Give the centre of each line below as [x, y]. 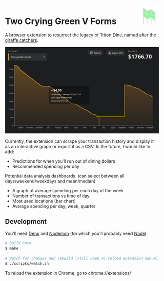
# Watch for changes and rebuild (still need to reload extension [74, 258]
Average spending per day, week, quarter [54, 206]
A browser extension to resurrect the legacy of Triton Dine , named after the [81, 35]
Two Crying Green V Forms [61, 21]
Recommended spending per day [46, 166]
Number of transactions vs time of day [51, 196]
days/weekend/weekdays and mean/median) [50, 181]
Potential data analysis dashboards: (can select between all [65, 176]
